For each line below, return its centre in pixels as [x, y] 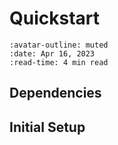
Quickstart [55, 18]
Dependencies [55, 93]
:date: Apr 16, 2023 [52, 53]
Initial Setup [47, 127]
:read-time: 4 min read [59, 62]
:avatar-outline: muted [59, 45]
